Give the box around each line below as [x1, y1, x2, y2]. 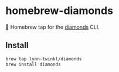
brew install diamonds [5, 61, 61, 67]
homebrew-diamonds [5, 4, 114, 18]
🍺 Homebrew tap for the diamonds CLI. [5, 23, 100, 30]
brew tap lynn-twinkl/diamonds [5, 56, 82, 62]
